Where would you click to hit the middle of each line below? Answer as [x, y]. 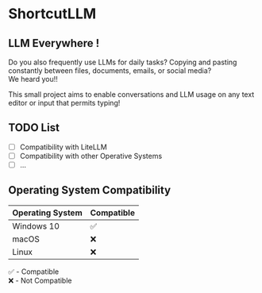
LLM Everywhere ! [54, 43]
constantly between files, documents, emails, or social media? [110, 71]
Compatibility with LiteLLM [63, 147]
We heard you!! [33, 79]
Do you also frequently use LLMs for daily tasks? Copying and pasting [123, 62]
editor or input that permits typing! [64, 103]
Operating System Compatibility [90, 190]
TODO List [34, 128]
